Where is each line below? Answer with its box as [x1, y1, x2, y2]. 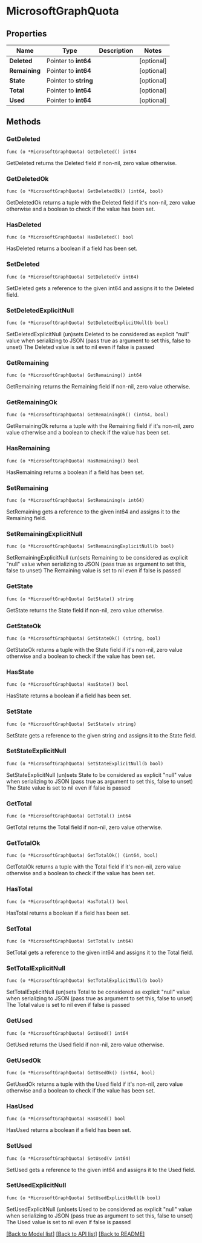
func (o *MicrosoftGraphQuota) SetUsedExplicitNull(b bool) [6, 1194, 161, 1201]
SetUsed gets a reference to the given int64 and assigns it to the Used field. [6, 1166, 195, 1173]
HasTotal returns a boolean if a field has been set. [6, 909, 130, 916]
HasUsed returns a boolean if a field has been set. [6, 1126, 131, 1134]
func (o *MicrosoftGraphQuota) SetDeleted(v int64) [6, 274, 139, 280]
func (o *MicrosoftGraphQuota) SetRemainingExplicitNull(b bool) [6, 543, 174, 550]
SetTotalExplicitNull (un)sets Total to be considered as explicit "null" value [6, 988, 191, 996]
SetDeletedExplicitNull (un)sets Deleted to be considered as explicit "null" [6, 330, 190, 337]
